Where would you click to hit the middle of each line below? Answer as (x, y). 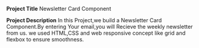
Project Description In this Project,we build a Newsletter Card (84, 20)
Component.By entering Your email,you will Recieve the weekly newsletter (100, 27)
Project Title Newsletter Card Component (59, 9)
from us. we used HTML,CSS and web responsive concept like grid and (96, 33)
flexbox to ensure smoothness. (45, 39)
